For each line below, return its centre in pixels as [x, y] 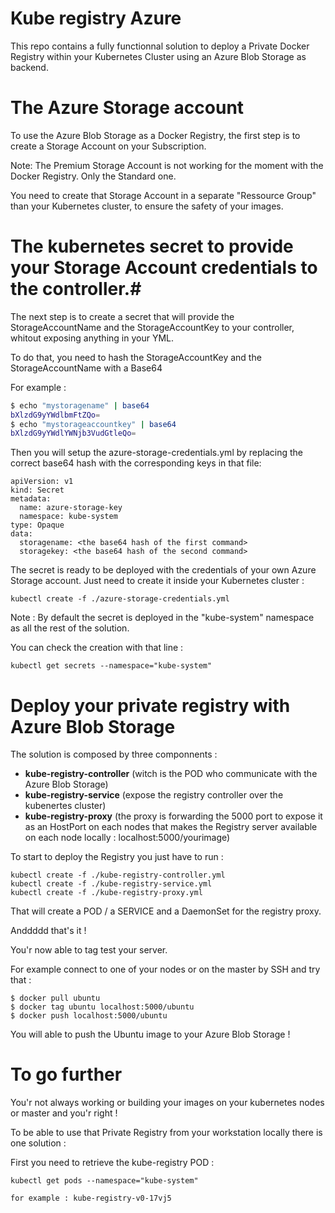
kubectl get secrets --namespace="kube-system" [111, 666]
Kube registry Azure [96, 18]
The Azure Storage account [127, 108]
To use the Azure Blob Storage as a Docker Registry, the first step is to [155, 135]
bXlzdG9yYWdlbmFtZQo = [55, 415]
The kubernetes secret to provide [152, 246]
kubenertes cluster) [65, 806]
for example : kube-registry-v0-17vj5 [91, 1198]
